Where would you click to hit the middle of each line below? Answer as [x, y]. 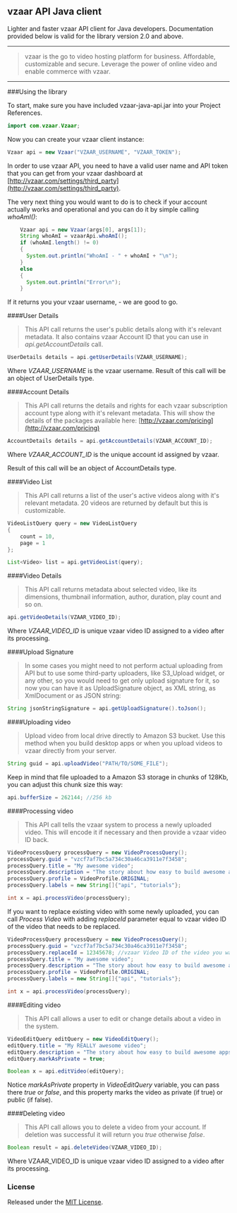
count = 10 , [37, 536]
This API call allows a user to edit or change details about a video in [123, 1018]
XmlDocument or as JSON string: [73, 696]
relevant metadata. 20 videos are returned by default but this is [116, 503]
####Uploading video [39, 722]
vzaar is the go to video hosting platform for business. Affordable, [120, 56]
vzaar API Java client [55, 12]
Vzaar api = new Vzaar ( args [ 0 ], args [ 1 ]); [83, 230]
